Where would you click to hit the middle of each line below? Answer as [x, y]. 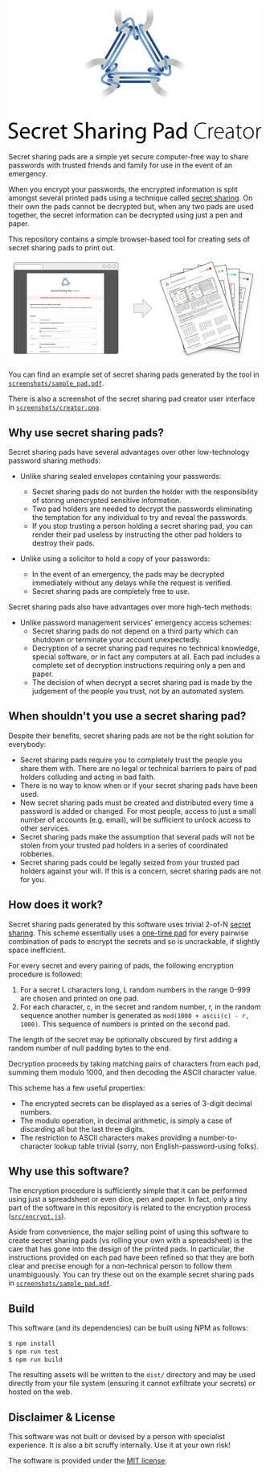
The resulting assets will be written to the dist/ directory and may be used [132, 1375]
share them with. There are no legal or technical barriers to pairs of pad [138, 768]
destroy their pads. [63, 543]
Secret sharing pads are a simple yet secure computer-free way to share [129, 157]
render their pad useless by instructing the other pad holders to [137, 534]
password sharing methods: [55, 460]
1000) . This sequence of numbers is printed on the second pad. [125, 1024]
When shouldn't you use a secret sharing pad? [127, 716]
